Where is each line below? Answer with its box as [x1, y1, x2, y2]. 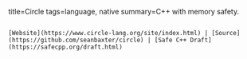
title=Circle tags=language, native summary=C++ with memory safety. [8, 7, 240, 16]
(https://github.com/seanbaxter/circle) [8, 36, 145, 44]
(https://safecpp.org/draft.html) [8, 43, 123, 51]
